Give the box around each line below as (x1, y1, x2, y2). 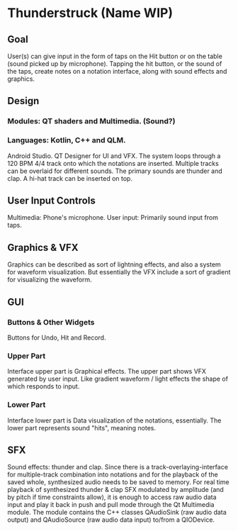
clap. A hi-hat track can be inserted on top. (7, 174, 133, 182)
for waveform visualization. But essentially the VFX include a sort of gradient (7, 268, 231, 276)
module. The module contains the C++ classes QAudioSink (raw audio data (7, 508, 227, 517)
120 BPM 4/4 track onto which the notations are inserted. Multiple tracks (7, 159, 220, 167)
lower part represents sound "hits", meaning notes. (7, 423, 157, 432)
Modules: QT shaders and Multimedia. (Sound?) (7, 116, 176, 126)
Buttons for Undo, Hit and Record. (7, 333, 106, 342)
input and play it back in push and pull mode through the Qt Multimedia (7, 501, 215, 509)
